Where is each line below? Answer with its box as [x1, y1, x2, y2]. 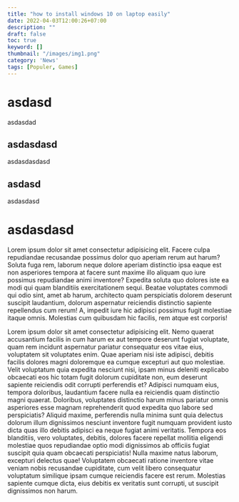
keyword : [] [7, 43, 43, 51]
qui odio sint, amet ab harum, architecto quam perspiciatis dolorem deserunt [7, 291, 233, 299]
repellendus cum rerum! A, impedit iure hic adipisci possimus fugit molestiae [7, 306, 232, 314]
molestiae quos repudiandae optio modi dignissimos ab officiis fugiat [7, 441, 210, 450]
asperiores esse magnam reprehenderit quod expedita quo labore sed [7, 404, 213, 412]
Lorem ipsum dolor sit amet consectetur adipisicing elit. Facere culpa [7, 245, 210, 254]
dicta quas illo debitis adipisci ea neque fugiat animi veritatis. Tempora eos [7, 426, 227, 435]
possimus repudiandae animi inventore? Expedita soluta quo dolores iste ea [7, 276, 230, 285]
